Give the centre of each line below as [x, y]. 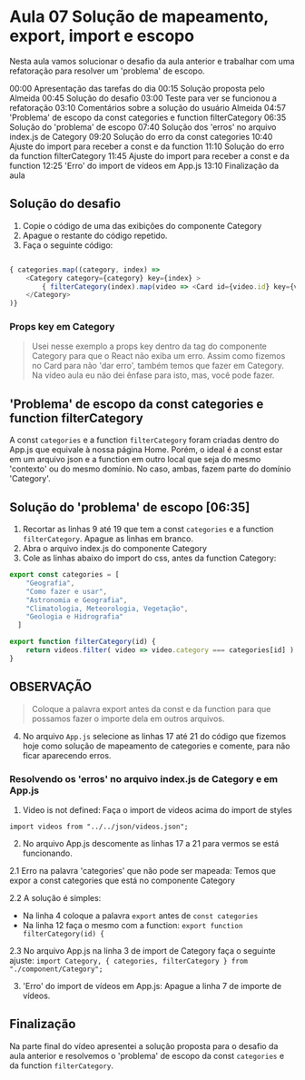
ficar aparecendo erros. [67, 755]
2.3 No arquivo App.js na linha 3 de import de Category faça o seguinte [143, 950]
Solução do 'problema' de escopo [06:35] [130, 507]
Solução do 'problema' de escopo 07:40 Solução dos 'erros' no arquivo [143, 127]
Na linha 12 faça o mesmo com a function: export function [133, 925]
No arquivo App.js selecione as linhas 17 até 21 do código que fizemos [154, 736]
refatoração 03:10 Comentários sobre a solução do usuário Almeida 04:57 [148, 107]
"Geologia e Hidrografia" [75, 617]
